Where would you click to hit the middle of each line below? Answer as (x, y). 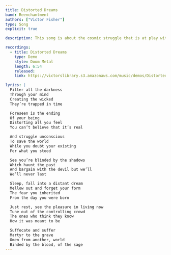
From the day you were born (40, 198)
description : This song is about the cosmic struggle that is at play (82, 38)
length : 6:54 (28, 66)
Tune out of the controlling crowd (48, 212)
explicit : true (21, 29)
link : (20, 76)
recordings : (18, 47)
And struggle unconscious (37, 137)
